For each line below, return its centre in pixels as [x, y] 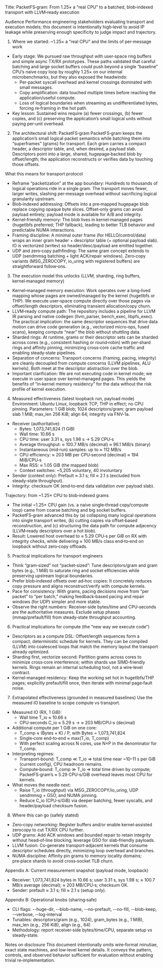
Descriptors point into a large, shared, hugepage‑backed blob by [77, 154]
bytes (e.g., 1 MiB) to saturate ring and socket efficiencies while [76, 570]
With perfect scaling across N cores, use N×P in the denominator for [88, 743]
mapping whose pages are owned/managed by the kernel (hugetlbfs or [83, 296]
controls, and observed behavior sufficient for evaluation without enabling [79, 955]
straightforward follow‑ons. [39, 266]
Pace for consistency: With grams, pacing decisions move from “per [81, 591]
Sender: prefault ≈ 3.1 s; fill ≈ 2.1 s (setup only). [59, 890]
